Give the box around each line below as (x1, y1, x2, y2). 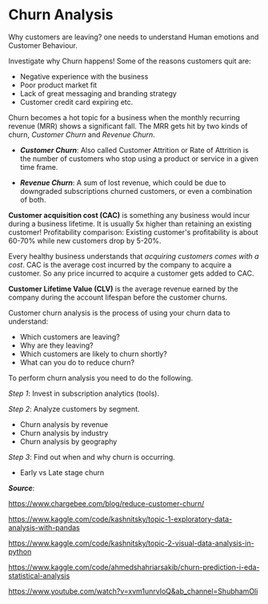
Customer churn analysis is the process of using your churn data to (8, 308, 230, 317)
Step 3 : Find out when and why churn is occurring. (8, 452, 176, 461)
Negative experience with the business (19, 71, 149, 81)
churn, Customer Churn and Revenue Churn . (8, 130, 156, 139)
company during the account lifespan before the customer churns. (8, 292, 228, 302)
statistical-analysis (8, 570, 70, 580)
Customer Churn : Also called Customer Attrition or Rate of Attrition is (19, 145, 250, 155)
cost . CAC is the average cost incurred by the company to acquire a (8, 260, 232, 269)
